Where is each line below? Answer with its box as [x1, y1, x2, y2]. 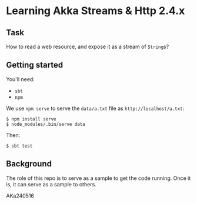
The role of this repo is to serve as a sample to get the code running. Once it [6, 175, 191, 182]
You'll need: [6, 75, 35, 83]
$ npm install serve [6, 116, 57, 122]
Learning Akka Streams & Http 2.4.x [6, 4, 185, 18]
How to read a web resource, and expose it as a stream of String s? [6, 43, 169, 50]
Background [6, 159, 52, 169]
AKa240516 [6, 192, 34, 199]
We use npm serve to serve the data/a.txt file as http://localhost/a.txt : [6, 105, 185, 112]
